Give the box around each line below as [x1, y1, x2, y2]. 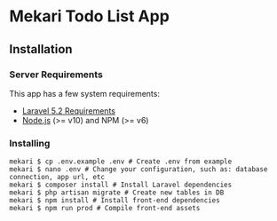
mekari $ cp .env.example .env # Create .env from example [9, 157, 233, 166]
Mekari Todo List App [9, 6, 170, 27]
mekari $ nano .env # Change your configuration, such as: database [9, 165, 268, 174]
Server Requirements [9, 68, 104, 81]
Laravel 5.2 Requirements [21, 105, 115, 116]
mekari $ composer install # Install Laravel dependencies [9, 180, 233, 190]
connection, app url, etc [9, 173, 105, 182]
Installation [9, 42, 73, 57]
